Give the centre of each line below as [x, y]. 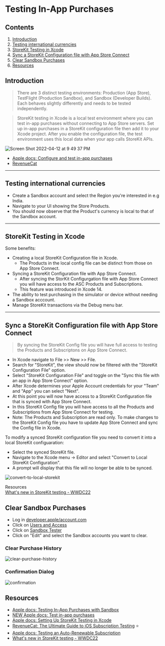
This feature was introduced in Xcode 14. [61, 289]
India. [18, 200]
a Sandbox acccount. [34, 300]
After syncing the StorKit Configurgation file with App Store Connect [89, 279]
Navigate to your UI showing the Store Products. [61, 206]
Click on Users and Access [40, 525]
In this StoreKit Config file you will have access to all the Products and [83, 407]
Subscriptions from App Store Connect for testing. [63, 412]
